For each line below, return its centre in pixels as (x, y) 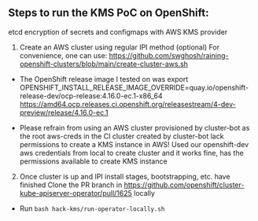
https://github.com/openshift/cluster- (184, 185)
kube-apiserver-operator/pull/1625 (76, 193)
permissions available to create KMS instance (93, 161)
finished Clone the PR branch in (71, 185)
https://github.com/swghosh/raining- (169, 55)
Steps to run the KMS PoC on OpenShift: (109, 13)
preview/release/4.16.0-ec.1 (64, 112)
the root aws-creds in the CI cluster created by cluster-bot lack (122, 136)
